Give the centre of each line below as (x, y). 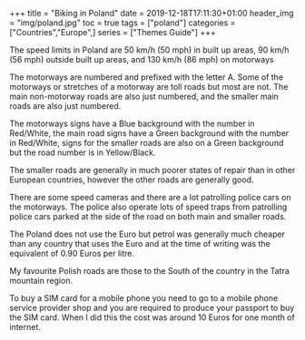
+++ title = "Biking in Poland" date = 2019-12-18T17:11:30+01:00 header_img (152, 13)
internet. (25, 327)
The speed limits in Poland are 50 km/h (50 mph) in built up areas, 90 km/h (149, 50)
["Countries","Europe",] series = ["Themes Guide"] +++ (113, 32)
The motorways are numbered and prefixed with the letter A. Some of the (147, 77)
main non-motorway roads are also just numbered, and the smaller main (144, 96)
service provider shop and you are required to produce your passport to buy (152, 308)
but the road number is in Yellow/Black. (83, 152)
